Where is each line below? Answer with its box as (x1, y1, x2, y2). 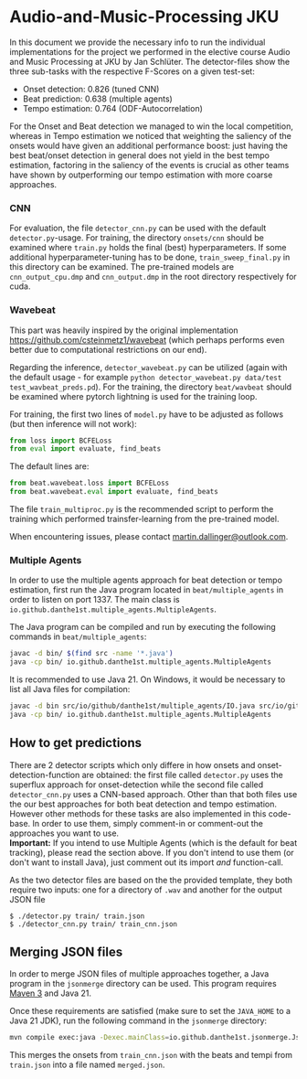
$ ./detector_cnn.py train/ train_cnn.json (9, 919, 178, 929)
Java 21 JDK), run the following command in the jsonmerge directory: (9, 1015, 268, 1026)
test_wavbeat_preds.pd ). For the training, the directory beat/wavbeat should (9, 381, 292, 392)
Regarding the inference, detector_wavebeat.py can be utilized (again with (9, 361, 288, 372)
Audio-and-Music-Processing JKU (9, 6, 280, 27)
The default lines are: (9, 461, 90, 472)
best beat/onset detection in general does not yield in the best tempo (9, 149, 270, 161)
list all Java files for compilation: (9, 684, 131, 695)
